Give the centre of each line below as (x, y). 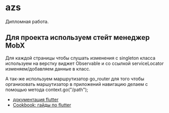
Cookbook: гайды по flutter (42, 105)
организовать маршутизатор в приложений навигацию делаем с (77, 84)
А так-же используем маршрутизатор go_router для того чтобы (75, 79)
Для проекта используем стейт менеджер (78, 38)
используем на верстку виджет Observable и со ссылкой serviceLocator (85, 63)
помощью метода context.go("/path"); (47, 89)
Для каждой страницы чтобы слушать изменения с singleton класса (80, 58)
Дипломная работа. (27, 21)
